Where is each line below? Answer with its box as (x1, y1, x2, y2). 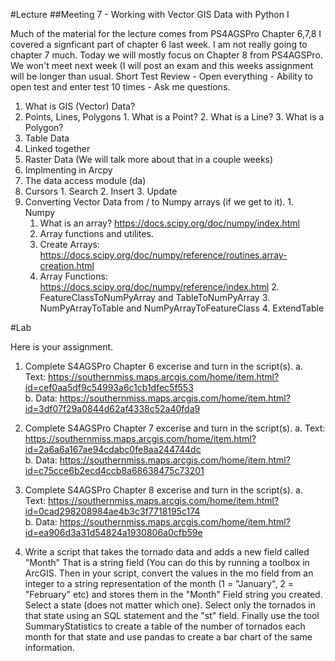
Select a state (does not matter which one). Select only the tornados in (24, 599, 316, 611)
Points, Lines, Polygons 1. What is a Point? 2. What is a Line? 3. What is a (24, 111, 325, 123)
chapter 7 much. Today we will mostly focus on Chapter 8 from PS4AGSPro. (10, 49, 323, 61)
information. (24, 642, 75, 653)
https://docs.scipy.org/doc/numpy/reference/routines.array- (39, 249, 288, 261)
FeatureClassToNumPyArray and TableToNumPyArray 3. (39, 292, 270, 303)
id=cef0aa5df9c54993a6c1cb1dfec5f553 (24, 382, 194, 393)
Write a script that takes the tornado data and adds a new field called (24, 546, 310, 558)
